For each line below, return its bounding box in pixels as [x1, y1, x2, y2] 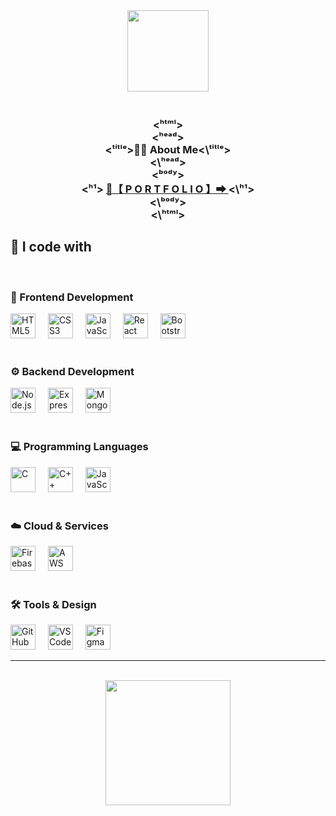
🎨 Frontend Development [10, 290, 134, 304]
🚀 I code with [10, 239, 92, 256]
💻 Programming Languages [10, 440, 149, 454]
